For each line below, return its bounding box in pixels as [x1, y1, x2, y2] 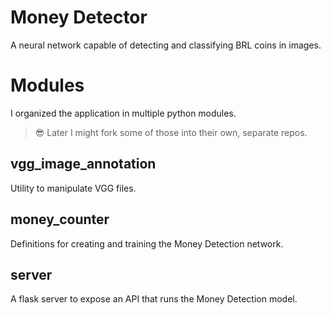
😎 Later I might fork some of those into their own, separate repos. [34, 126, 308, 138]
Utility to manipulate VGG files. [10, 182, 137, 194]
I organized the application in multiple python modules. [10, 107, 237, 119]
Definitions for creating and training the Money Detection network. [10, 237, 284, 250]
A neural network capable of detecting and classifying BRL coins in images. [10, 39, 322, 51]
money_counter [10, 211, 110, 228]
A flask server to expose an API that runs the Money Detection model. [10, 293, 298, 305]
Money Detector [10, 6, 148, 29]
